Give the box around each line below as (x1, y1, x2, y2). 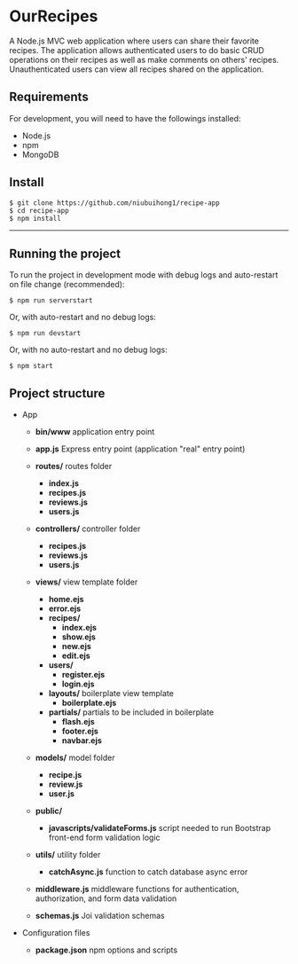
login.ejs (61, 678, 95, 689)
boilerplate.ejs (61, 698, 117, 709)
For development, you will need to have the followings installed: (9, 113, 241, 123)
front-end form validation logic (48, 832, 161, 843)
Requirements (9, 90, 89, 105)
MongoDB (21, 149, 59, 160)
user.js (48, 788, 75, 799)
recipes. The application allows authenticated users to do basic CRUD (9, 44, 264, 55)
